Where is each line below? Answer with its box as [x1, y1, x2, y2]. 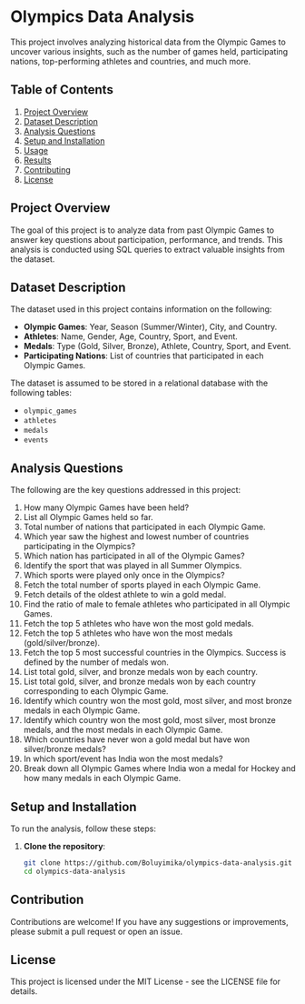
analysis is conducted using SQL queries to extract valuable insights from [10, 244, 285, 255]
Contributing [23, 164, 71, 175]
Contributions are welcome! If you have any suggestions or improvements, [10, 916, 289, 927]
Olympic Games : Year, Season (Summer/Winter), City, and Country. [23, 321, 278, 333]
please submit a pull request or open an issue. [10, 926, 183, 937]
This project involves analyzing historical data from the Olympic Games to [10, 36, 287, 47]
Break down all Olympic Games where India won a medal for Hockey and [23, 763, 296, 774]
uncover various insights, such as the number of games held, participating [10, 45, 289, 56]
